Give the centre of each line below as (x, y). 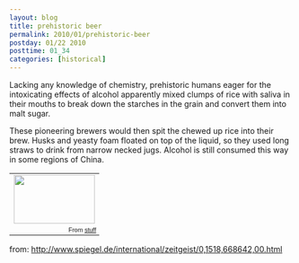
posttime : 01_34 (40, 51)
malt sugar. (30, 114)
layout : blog (34, 18)
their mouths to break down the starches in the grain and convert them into (148, 104)
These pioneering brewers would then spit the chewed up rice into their (141, 131)
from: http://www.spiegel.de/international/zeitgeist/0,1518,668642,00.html (146, 250)
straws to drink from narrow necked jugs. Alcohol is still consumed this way (149, 150)
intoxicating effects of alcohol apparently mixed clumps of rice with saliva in (149, 94)
